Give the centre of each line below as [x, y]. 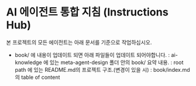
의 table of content [37, 77]
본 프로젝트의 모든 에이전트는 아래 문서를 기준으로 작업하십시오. [79, 42]
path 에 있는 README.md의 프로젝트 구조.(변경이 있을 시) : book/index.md [102, 69]
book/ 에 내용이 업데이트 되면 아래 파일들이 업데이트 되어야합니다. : [92, 55]
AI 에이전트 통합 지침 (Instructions [87, 12]
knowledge [29, 62]
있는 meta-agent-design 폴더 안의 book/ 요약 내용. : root [117, 62]
